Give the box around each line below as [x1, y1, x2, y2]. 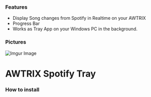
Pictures [5, 39, 27, 46]
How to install [5, 86, 39, 93]
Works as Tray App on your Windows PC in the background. [12, 26, 138, 32]
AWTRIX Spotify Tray [5, 68, 96, 79]
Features [5, 4, 28, 11]
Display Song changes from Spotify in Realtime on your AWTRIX [12, 15, 146, 21]
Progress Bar [12, 20, 40, 26]
